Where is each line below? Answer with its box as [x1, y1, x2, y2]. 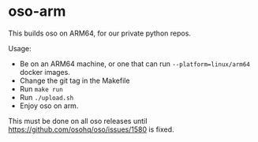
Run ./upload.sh [19, 92, 74, 102]
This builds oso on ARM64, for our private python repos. [8, 28, 192, 38]
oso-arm [8, 2, 66, 21]
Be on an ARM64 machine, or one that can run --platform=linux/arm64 [19, 58, 250, 69]
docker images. [19, 67, 71, 77]
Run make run [19, 84, 63, 93]
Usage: [8, 43, 32, 53]
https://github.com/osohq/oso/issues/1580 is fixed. [8, 125, 175, 134]
